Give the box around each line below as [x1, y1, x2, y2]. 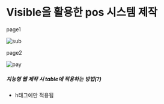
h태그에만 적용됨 [14, 91, 54, 99]
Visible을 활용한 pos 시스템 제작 [6, 5, 158, 19]
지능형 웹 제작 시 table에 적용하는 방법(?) [6, 75, 102, 82]
